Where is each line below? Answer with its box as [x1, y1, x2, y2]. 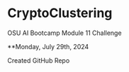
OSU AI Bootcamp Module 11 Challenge [7, 29, 122, 37]
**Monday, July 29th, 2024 [7, 42, 89, 51]
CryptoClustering [7, 5, 113, 21]
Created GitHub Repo [7, 56, 70, 65]
